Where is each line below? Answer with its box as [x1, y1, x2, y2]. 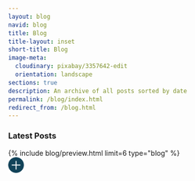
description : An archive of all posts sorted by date [8, 87, 188, 95]
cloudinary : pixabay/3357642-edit [15, 63, 128, 71]
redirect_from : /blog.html [8, 103, 96, 111]
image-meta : [8, 54, 47, 62]
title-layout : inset [8, 38, 76, 45]
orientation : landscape [15, 71, 92, 78]
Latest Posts [8, 130, 57, 141]
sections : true [8, 78, 58, 86]
